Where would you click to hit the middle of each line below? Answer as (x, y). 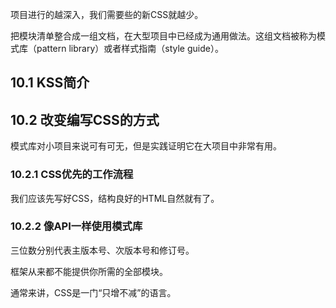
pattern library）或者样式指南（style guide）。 (130, 48)
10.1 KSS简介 (50, 83)
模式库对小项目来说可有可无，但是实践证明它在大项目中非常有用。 (146, 146)
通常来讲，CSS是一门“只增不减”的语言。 (93, 292)
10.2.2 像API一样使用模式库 (76, 226)
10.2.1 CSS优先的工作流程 (72, 175)
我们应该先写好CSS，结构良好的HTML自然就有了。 (115, 198)
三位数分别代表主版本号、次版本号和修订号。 (102, 250)
